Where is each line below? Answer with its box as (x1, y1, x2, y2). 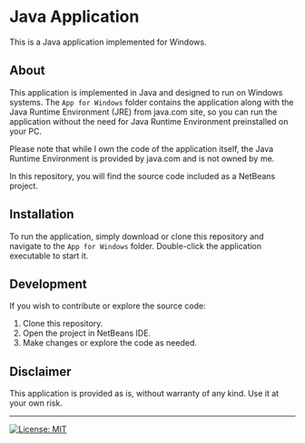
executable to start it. (9, 250, 89, 261)
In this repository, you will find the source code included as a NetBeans (9, 170, 276, 181)
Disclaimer (9, 364, 72, 379)
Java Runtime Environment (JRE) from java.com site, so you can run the (9, 106, 278, 117)
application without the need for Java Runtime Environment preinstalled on (9, 116, 289, 126)
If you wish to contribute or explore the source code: (9, 300, 206, 311)
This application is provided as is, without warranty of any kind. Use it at (9, 388, 280, 399)
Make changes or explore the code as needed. (22, 337, 197, 348)
